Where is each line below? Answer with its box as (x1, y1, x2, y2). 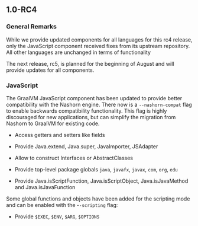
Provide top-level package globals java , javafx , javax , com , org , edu (14, 165, 178, 173)
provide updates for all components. (6, 66, 95, 74)
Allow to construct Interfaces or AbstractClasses (14, 154, 134, 161)
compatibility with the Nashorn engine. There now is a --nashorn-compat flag (6, 101, 192, 108)
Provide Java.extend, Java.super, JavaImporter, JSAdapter (14, 142, 158, 150)
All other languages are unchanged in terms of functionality (6, 49, 151, 56)
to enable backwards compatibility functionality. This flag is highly (6, 107, 167, 114)
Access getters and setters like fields (14, 131, 105, 138)
